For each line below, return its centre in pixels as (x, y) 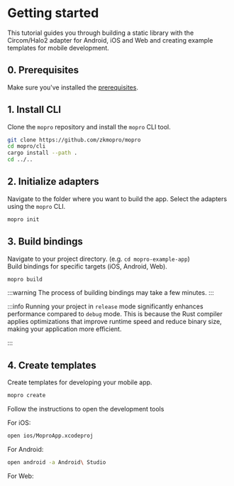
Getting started (53, 13)
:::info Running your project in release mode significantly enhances (105, 306)
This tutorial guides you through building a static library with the (101, 33)
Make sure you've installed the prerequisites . (73, 87)
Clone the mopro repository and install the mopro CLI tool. (89, 126)
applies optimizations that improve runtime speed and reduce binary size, (115, 322)
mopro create (27, 396)
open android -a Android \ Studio (57, 463)
